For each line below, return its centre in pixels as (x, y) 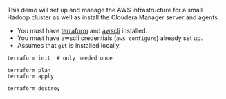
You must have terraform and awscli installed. (82, 31)
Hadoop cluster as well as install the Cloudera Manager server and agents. (113, 17)
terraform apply (30, 76)
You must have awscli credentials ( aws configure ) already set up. (110, 38)
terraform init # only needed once (60, 58)
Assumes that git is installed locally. (69, 45)
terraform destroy (34, 89)
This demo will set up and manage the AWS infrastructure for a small (105, 10)
